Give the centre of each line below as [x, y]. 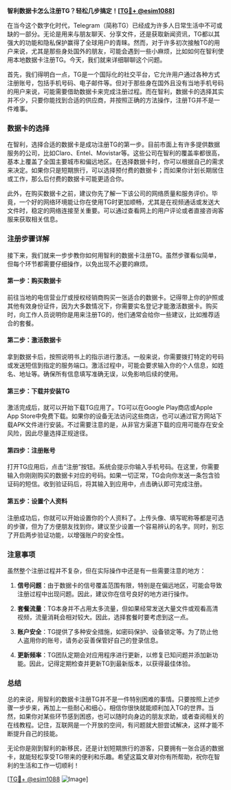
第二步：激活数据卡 [34, 340]
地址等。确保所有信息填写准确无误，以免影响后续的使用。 [100, 374]
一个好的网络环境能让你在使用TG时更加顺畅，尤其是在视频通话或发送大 [120, 202]
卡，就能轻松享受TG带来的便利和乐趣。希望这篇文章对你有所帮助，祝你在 [111, 757]
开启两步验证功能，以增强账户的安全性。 [70, 535]
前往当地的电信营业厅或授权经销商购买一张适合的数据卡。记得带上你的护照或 [115, 297]
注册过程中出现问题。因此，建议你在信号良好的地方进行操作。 [104, 593]
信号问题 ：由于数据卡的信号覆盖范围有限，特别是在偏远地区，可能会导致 [119, 585]
